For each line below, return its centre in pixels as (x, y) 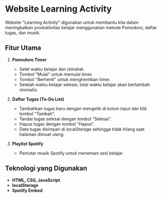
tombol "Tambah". (37, 114)
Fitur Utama (23, 48)
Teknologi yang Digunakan (46, 168)
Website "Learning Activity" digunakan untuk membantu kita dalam (72, 22)
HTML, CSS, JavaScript (36, 180)
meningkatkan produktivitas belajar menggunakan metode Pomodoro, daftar (81, 27)
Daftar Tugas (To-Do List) (38, 99)
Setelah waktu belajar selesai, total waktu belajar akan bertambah (85, 84)
